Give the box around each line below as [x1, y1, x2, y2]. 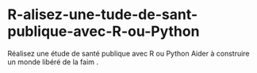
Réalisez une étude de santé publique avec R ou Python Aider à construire [7, 48, 251, 58]
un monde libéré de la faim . [7, 57, 99, 67]
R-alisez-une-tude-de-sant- [7, 6, 198, 24]
